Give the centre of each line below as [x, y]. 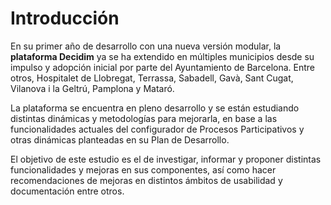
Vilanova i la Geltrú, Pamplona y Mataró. [92, 88]
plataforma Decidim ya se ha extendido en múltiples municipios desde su [162, 56]
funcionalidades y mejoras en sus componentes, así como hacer [143, 169]
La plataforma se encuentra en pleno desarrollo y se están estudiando [155, 108]
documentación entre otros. [67, 191]
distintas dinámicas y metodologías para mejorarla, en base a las [144, 118]
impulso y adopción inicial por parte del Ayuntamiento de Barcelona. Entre [163, 67]
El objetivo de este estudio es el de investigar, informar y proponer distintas [166, 159]
